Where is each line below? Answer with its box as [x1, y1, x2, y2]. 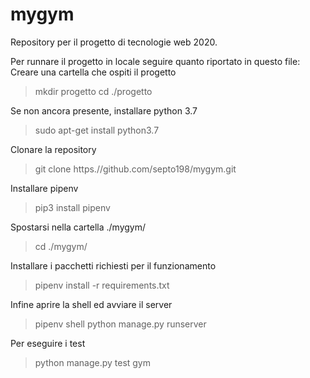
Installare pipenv [10, 182, 79, 194]
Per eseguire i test [10, 337, 86, 349]
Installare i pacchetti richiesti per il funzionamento [10, 259, 217, 272]
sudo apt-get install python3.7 [34, 124, 160, 136]
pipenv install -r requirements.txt [34, 279, 170, 291]
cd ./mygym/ [34, 240, 88, 252]
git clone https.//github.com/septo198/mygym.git [34, 163, 237, 175]
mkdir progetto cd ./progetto [34, 85, 153, 97]
